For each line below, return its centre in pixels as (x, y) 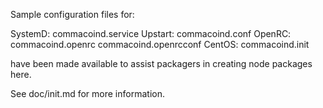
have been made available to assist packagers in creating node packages (161, 63)
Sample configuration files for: (72, 14)
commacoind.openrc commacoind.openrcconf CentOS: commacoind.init (160, 44)
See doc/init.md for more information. (87, 93)
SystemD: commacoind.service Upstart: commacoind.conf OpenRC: (151, 33)
